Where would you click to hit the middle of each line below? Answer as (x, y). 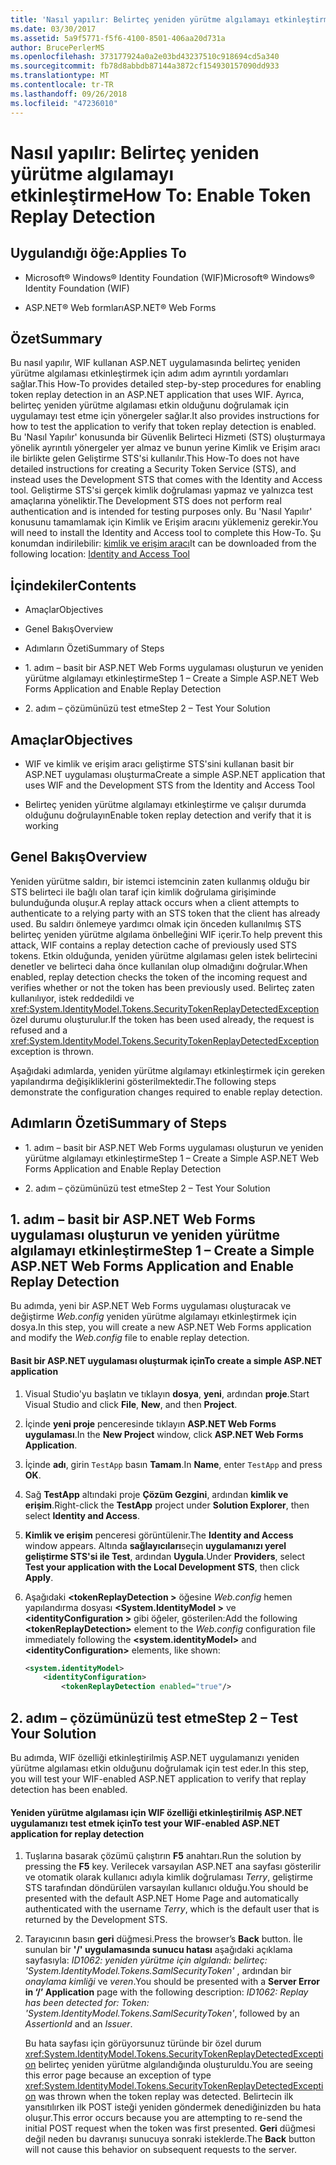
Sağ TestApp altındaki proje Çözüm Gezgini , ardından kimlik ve (156, 1494)
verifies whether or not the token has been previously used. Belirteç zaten (162, 987)
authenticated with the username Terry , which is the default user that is (172, 1909)
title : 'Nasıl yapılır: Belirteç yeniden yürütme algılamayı (140, 19)
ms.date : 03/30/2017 (53, 29)
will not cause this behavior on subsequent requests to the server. (160, 2150)
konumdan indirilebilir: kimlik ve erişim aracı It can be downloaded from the (163, 543)
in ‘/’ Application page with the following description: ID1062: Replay (166, 1992)
